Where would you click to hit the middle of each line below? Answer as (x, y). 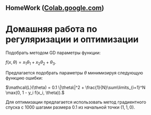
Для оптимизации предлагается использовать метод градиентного (76, 102)
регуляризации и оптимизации (72, 39)
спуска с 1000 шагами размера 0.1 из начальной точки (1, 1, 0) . (70, 107)
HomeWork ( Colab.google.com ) (55, 8)
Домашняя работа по (51, 29)
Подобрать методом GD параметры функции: (53, 53)
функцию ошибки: (24, 78)
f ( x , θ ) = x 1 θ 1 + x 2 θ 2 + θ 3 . (31, 63)
